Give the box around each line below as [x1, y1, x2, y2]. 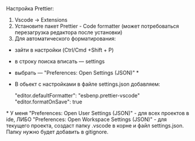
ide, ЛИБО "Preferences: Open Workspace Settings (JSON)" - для [6, 116, 167, 123]
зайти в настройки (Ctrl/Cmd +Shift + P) [14, 46, 114, 53]
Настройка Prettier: [6, 5, 54, 12]
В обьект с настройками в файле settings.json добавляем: [14, 80, 160, 88]
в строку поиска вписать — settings [14, 58, 105, 65]
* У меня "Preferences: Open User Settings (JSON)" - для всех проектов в [6, 110, 190, 116]
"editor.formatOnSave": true [14, 98, 82, 105]
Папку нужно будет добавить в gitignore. [6, 129, 109, 135]
